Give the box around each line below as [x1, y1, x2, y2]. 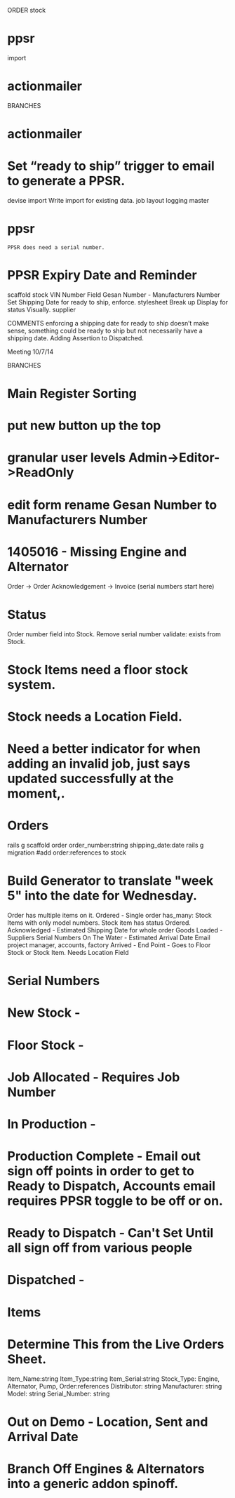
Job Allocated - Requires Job [7, 1069, 180, 1085]
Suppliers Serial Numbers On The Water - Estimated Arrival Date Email [7, 933, 210, 942]
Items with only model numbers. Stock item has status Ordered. [7, 918, 192, 927]
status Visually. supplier [7, 305, 76, 314]
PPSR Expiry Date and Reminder [7, 267, 198, 283]
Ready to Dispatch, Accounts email [7, 1178, 216, 1194]
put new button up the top [7, 417, 161, 434]
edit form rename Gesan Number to [7, 497, 217, 513]
